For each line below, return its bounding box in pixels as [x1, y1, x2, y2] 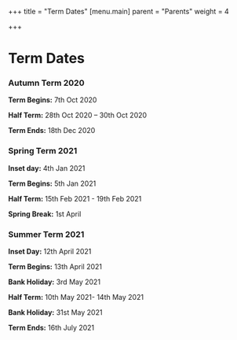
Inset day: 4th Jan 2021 [8, 163, 86, 172]
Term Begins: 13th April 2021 [8, 262, 103, 272]
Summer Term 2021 [8, 228, 85, 239]
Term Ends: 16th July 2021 [8, 323, 95, 333]
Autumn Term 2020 [8, 78, 85, 89]
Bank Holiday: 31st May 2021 [8, 308, 103, 317]
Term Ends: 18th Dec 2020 [8, 126, 96, 135]
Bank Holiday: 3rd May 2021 [8, 277, 100, 286]
